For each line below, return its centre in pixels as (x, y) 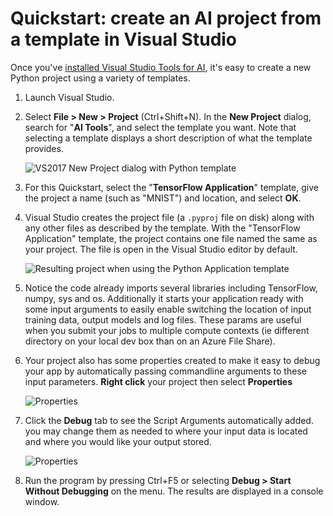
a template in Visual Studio (124, 39)
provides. (44, 148)
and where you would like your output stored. (118, 441)
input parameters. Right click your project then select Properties (158, 381)
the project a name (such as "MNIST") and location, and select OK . (163, 198)
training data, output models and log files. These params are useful (163, 319)
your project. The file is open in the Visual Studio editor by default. (161, 249)
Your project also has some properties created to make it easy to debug (172, 360)
